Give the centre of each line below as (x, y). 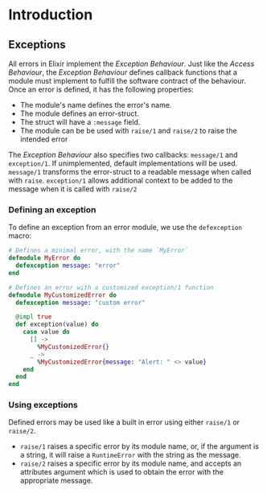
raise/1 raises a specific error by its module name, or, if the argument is (140, 446)
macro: (20, 236)
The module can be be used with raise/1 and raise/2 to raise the (128, 131)
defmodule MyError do (45, 258)
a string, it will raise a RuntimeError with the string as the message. (130, 455)
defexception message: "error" (68, 266)
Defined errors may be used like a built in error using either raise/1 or (124, 422)
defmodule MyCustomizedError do (62, 295)
